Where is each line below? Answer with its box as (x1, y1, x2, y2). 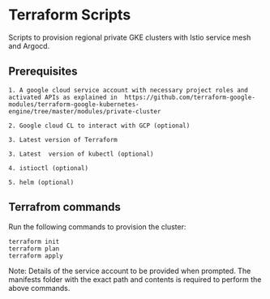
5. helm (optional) (8, 178, 75, 186)
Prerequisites (8, 65, 78, 79)
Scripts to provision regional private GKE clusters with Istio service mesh (8, 32, 251, 42)
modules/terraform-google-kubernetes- (8, 100, 139, 109)
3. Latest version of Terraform (8, 135, 118, 143)
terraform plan (8, 245, 60, 253)
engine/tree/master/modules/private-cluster (8, 107, 161, 115)
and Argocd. (8, 41, 50, 50)
